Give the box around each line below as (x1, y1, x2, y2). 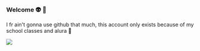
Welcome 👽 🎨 (6, 5, 46, 13)
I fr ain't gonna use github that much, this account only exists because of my (6, 21, 194, 28)
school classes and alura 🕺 (6, 28, 72, 35)
